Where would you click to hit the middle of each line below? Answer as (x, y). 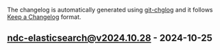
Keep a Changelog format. (44, 17)
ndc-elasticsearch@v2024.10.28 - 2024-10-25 (110, 38)
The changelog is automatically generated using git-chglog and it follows (110, 10)
